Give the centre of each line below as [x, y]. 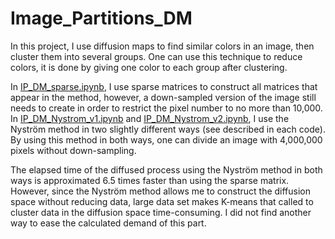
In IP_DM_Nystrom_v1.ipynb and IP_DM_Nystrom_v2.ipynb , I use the [150, 118]
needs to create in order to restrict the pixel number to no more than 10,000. [166, 108]
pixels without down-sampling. [73, 150]
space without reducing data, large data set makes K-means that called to [162, 201]
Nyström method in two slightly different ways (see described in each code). [168, 129]
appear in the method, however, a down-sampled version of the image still [163, 97]
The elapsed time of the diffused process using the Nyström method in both [166, 169]
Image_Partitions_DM [101, 18]
